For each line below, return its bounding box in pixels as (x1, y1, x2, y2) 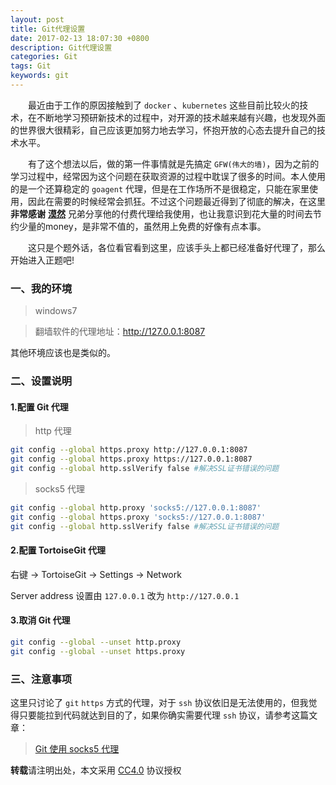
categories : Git (10, 52, 78, 62)
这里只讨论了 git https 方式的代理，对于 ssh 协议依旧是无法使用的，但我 (10, 697, 309, 708)
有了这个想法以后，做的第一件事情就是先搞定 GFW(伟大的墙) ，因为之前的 (28, 157, 320, 170)
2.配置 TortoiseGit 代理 (10, 544, 106, 556)
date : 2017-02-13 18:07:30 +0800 (10, 33, 150, 43)
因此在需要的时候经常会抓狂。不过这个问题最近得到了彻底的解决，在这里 (27, 195, 326, 207)
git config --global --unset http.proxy (10, 637, 182, 647)
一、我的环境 (10, 281, 73, 295)
